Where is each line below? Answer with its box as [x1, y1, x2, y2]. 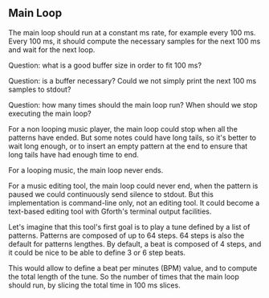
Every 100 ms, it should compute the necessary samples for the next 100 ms [8, 36, 261, 46]
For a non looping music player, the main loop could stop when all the [8, 124, 238, 133]
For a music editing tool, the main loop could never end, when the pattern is [8, 181, 259, 190]
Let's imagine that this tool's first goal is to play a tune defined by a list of [8, 222, 251, 231]
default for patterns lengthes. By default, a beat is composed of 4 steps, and [8, 239, 262, 248]
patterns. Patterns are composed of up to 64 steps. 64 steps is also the [8, 231, 245, 240]
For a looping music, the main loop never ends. [8, 165, 164, 175]
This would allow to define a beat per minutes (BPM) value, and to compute [8, 263, 258, 272]
